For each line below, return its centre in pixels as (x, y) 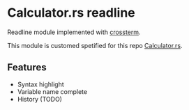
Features (27, 68)
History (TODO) (40, 99)
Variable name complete (52, 91)
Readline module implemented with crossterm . (74, 32)
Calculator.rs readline (71, 13)
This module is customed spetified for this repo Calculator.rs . (95, 45)
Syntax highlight (40, 84)
